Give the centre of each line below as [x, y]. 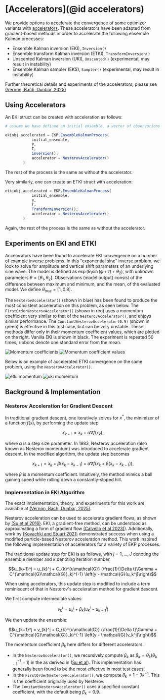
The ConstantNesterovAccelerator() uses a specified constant [76, 687]
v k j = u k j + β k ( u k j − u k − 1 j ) [83, 609]
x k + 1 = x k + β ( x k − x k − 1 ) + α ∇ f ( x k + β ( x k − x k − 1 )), [83, 464]
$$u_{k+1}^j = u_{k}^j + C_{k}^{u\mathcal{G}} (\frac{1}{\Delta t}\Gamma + [83, 569]
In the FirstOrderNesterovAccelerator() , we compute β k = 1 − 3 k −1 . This [86, 675]
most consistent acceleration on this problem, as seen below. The [72, 305]
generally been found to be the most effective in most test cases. [79, 669]
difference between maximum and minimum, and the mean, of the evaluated [83, 284]
